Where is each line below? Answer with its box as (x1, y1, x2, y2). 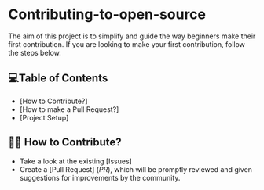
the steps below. (8, 48, 61, 57)
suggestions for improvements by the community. (19, 173, 181, 182)
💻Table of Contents (8, 72, 108, 85)
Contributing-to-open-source (8, 5, 207, 23)
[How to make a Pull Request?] (19, 104, 119, 114)
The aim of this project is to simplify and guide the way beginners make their (8, 31, 256, 41)
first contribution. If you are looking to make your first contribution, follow (8, 39, 246, 48)
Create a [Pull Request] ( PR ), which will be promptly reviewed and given (19, 164, 253, 174)
